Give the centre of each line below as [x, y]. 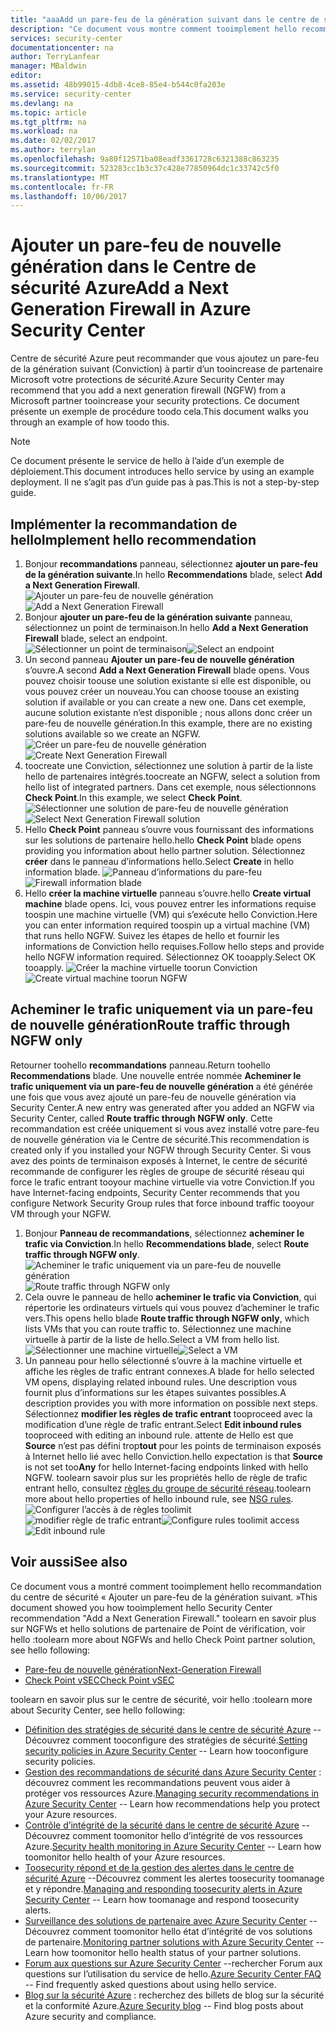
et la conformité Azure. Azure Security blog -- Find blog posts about [164, 2005]
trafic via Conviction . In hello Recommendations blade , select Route [167, 1243]
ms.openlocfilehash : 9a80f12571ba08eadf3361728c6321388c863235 [145, 159]
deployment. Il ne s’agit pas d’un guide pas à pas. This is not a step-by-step [165, 482]
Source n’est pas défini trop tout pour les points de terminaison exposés [173, 1445]
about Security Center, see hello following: [98, 1710]
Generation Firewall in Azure [131, 309]
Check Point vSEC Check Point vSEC [99, 1680]
